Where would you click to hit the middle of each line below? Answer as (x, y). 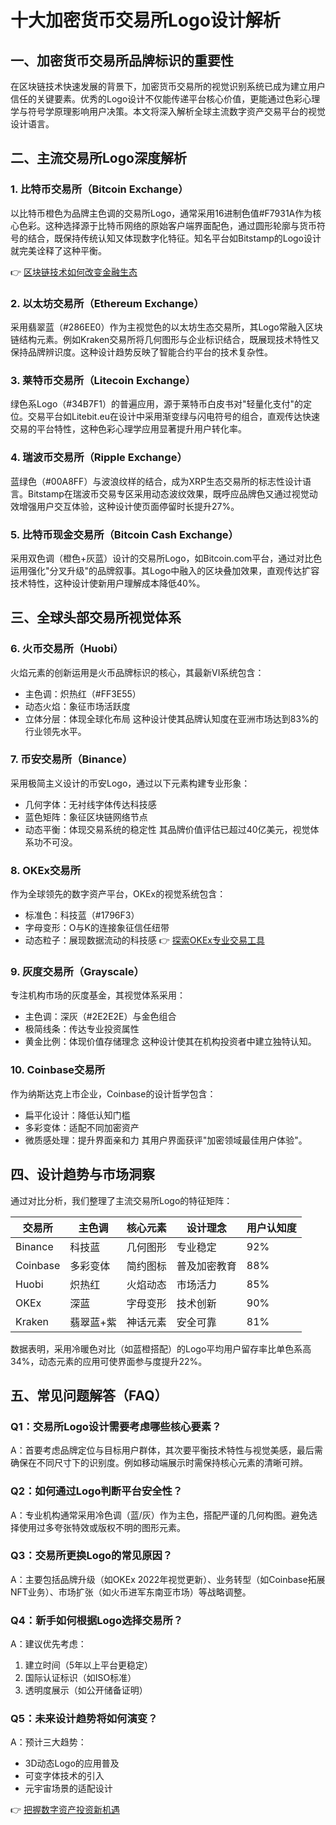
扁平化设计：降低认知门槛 (77, 1115)
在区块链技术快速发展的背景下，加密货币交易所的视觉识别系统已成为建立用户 (168, 86)
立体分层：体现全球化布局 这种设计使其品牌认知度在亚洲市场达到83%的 (171, 718)
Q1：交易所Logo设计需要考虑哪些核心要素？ (116, 1426)
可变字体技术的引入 (64, 1776)
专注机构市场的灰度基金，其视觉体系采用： (98, 995)
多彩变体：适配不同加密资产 (82, 1127)
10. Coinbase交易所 (58, 1070)
